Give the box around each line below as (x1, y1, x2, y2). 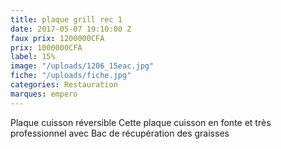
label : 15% (10, 52, 56, 62)
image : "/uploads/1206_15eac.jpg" (10, 61, 155, 71)
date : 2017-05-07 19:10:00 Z (10, 24, 132, 34)
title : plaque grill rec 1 (10, 14, 123, 25)
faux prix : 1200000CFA (10, 33, 105, 43)
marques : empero (10, 89, 78, 99)
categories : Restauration (10, 80, 118, 90)
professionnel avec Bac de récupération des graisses (10, 127, 230, 139)
